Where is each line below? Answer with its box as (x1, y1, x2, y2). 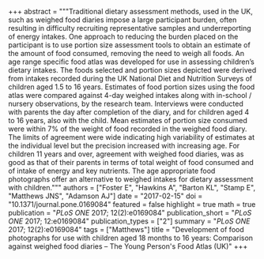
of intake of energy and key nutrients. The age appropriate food (8, 166, 216, 175)
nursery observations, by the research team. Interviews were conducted (8, 99, 243, 108)
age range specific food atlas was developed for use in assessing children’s (8, 57, 255, 66)
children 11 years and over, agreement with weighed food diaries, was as (8, 149, 244, 159)
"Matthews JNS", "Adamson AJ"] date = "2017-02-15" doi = (8, 191, 203, 201)
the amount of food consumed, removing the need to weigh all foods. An (8, 49, 245, 58)
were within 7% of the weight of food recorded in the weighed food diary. (8, 124, 247, 133)
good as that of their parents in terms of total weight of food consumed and (8, 158, 255, 167)
